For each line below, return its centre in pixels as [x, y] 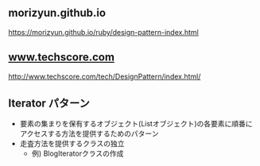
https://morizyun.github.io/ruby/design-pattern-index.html [103, 32]
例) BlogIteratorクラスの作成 [78, 153]
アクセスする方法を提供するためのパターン [89, 133]
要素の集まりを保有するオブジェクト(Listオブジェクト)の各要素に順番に [136, 124]
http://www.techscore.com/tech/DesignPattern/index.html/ [105, 76]
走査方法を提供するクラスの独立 [72, 144]
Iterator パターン [49, 104]
